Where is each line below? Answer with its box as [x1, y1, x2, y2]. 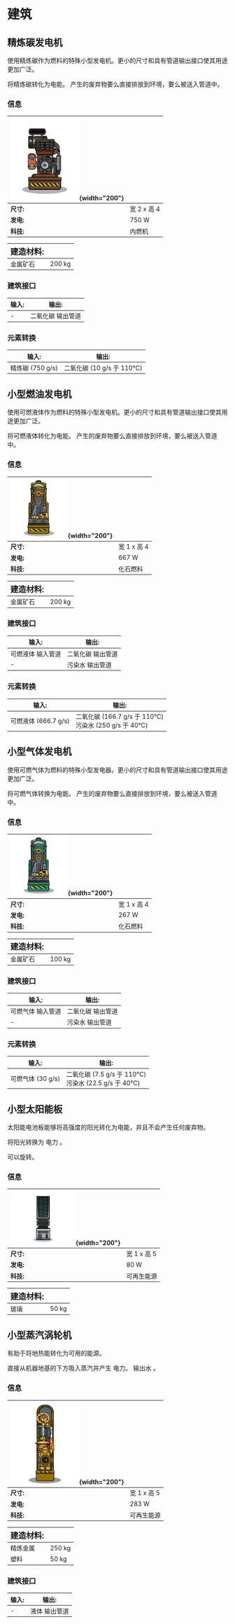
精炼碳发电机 [7, 36, 63, 48]
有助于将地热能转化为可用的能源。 [7, 1349, 106, 1358]
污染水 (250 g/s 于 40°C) [76, 721, 148, 729]
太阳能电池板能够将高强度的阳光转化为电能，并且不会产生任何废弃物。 [7, 1123, 210, 1131]
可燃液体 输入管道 [10, 649, 62, 658]
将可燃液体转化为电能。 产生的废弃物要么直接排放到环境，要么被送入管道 [7, 432, 218, 440]
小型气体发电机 [7, 745, 72, 757]
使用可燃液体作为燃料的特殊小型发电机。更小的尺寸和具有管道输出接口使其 [7, 408, 222, 417]
